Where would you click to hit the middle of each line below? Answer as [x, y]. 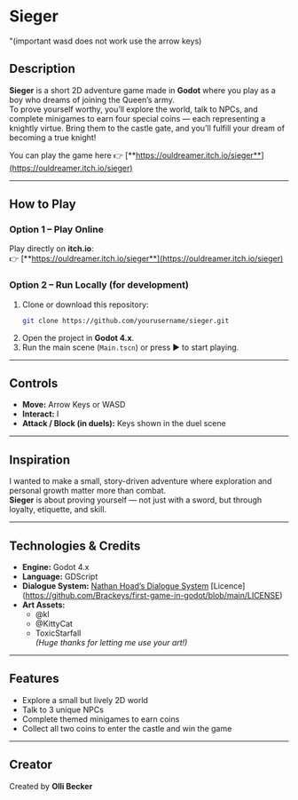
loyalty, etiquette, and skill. [58, 510]
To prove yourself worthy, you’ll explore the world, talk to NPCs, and [134, 109]
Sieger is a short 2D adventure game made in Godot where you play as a [143, 90]
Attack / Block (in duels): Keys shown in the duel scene [124, 424]
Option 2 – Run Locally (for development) [99, 285]
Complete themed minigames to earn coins [101, 719]
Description [42, 69]
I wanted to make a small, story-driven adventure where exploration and [141, 481]
